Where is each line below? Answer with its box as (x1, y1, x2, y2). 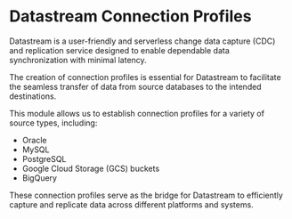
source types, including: (9, 118, 98, 128)
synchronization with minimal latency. (9, 54, 147, 65)
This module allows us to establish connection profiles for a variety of (9, 108, 265, 118)
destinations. (9, 91, 57, 101)
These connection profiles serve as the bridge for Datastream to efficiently (9, 190, 283, 200)
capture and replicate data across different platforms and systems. (9, 199, 254, 210)
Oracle (21, 134, 47, 145)
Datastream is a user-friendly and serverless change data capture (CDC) (9, 36, 276, 46)
